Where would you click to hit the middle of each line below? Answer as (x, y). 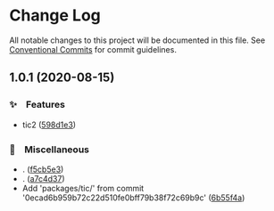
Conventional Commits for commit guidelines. (93, 49)
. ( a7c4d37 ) (43, 178)
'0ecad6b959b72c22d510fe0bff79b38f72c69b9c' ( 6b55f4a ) (133, 198)
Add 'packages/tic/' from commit (83, 188)
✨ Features (37, 105)
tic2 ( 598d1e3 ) (49, 125)
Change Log (55, 16)
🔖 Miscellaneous (49, 150)
